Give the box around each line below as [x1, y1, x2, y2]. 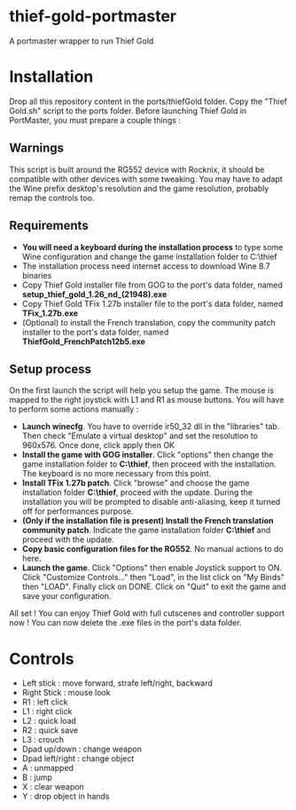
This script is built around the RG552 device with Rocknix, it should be [9, 164, 265, 175]
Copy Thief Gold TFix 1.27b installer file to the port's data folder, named [21, 298, 284, 309]
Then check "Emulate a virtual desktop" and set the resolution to [21, 430, 259, 441]
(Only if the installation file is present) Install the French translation [21, 515, 274, 526]
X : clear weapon [21, 782, 84, 792]
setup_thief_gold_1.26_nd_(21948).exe [21, 288, 167, 299]
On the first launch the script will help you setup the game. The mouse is [9, 385, 275, 396]
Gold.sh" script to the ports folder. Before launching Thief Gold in [9, 105, 247, 116]
